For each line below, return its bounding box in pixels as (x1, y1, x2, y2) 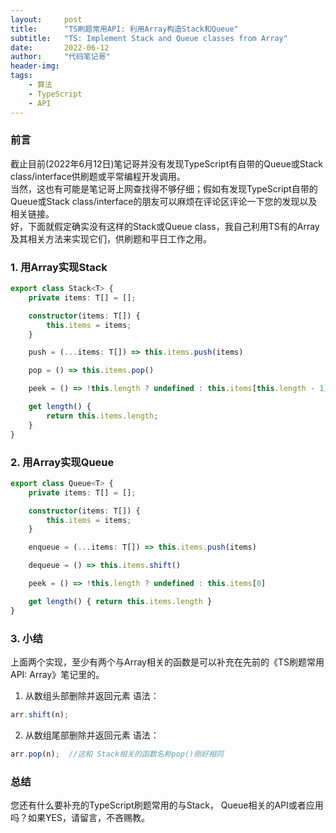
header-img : (10, 61, 60, 71)
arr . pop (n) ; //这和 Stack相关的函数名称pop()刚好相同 (10, 749, 224, 759)
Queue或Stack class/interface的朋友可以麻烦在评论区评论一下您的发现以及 (10, 195, 318, 207)
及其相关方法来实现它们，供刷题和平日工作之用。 (10, 232, 212, 245)
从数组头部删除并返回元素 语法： (24, 689, 160, 701)
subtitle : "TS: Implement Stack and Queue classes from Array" (10, 33, 288, 43)
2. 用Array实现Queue (10, 455, 115, 469)
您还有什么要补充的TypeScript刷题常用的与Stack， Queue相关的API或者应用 (10, 799, 324, 811)
